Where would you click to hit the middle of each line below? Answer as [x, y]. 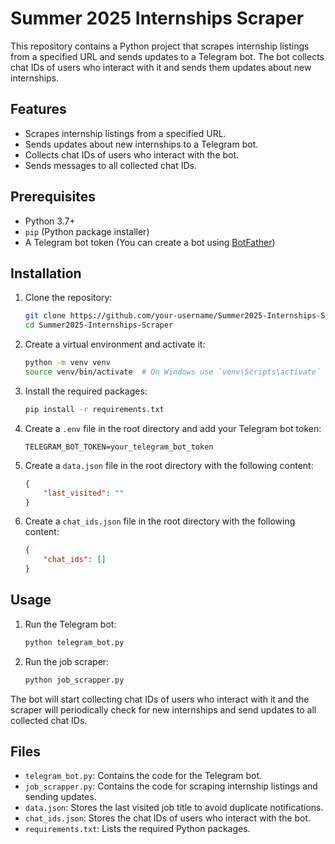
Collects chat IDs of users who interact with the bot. [132, 154]
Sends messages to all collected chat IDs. [110, 165]
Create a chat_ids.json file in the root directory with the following [160, 521]
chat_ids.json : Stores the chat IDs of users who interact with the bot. [168, 818]
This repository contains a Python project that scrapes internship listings [160, 46]
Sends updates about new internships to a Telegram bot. [141, 144]
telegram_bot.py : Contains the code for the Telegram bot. [143, 776]
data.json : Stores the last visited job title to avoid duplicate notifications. [174, 808]
